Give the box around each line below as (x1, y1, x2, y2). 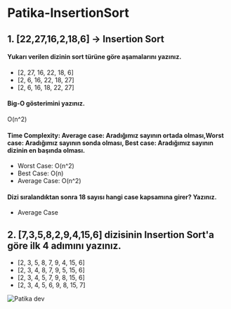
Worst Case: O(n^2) (17, 162, 75, 170)
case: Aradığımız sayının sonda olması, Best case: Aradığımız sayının (7, 139, 214, 147)
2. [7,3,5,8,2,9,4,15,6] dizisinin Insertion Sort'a (7, 229, 215, 241)
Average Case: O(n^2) (17, 177, 82, 185)
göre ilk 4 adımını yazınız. (7, 239, 121, 251)
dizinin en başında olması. (7, 146, 86, 154)
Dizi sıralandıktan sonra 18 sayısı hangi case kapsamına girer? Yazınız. (7, 192, 217, 201)
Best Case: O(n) (17, 169, 64, 177)
